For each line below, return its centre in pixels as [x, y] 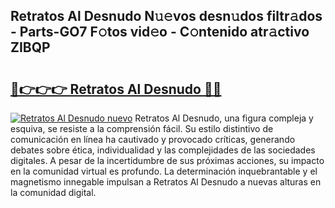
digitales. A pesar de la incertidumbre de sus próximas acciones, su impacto [167, 160]
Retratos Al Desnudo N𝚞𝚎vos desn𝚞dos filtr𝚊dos [166, 16]
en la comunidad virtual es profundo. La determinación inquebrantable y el [164, 171]
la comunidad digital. [53, 192]
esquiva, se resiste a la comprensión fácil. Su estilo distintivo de [142, 128]
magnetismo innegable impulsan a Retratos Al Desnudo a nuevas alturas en [166, 182]
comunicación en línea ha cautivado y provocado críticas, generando [153, 139]
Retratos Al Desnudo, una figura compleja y [224, 118]
